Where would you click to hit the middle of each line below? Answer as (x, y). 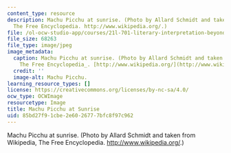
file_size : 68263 (32, 39)
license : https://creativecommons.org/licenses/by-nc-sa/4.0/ (98, 90)
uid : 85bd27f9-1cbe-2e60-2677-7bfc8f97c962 (70, 115)
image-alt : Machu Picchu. (51, 77)
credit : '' (29, 71)
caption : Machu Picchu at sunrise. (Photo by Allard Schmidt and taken (118, 58)
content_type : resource (41, 13)
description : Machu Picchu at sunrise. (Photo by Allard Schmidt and (109, 20)
